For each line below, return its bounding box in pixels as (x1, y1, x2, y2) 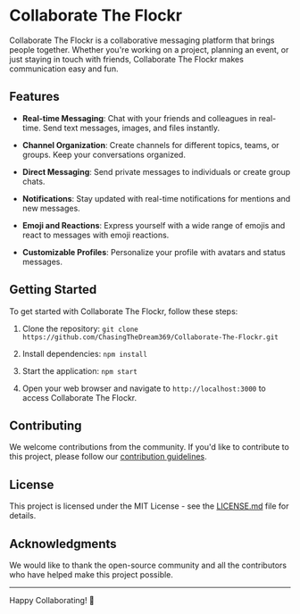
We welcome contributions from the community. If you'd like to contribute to (9, 442, 290, 452)
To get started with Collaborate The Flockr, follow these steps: (9, 305, 238, 317)
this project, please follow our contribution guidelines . (9, 452, 207, 462)
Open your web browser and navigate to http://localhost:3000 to (21, 383, 266, 394)
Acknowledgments (9, 536, 118, 552)
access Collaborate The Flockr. (21, 392, 137, 402)
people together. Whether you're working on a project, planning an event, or (9, 44, 289, 54)
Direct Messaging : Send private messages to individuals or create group (21, 166, 291, 177)
